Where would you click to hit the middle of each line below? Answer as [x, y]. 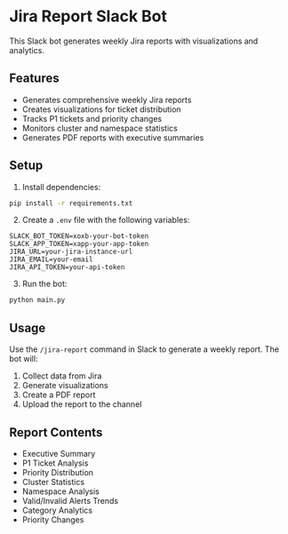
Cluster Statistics [53, 482]
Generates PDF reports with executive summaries [113, 137]
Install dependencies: [61, 187]
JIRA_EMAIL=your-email [51, 259]
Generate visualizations [65, 386]
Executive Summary [59, 453]
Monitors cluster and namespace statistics [100, 128]
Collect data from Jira [62, 376]
